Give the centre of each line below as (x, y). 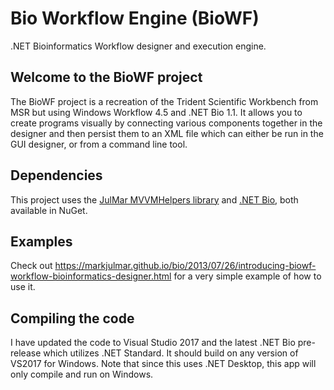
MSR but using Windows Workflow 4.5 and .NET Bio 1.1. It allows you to (156, 112)
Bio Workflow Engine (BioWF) (135, 18)
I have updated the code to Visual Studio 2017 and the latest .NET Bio (153, 343)
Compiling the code (72, 318)
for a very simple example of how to (247, 276)
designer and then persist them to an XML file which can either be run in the (167, 133)
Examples (41, 241)
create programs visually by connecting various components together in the (166, 123)
